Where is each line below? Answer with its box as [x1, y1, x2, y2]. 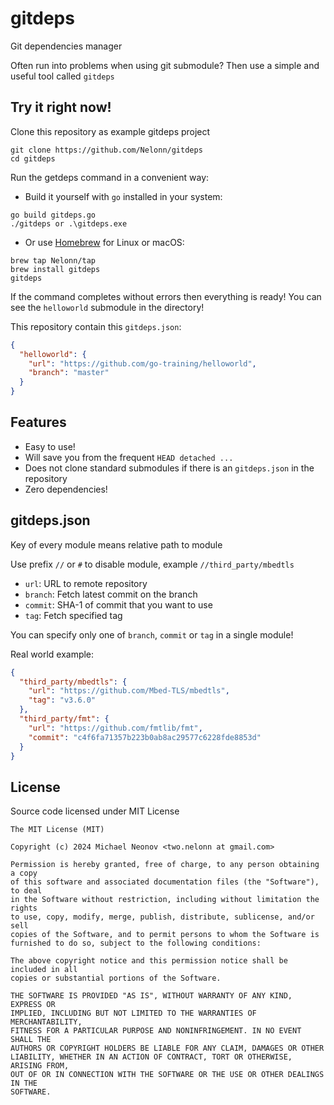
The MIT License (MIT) [10, 825, 105, 835]
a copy [10, 868, 38, 879]
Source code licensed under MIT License [10, 805, 180, 817]
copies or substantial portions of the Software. [10, 973, 222, 984]
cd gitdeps [10, 153, 56, 164]
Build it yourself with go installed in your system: [24, 190, 223, 202]
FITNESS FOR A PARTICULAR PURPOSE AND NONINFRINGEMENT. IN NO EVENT [10, 1026, 302, 1036]
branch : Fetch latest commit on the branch [24, 588, 198, 600]
